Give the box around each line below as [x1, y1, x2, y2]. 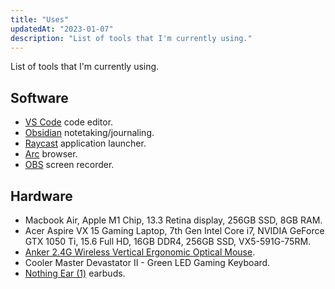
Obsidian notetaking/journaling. [24, 127, 155, 139]
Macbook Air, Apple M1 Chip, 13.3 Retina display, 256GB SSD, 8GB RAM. [24, 214, 323, 226]
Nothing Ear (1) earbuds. [24, 267, 126, 279]
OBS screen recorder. [24, 159, 115, 171]
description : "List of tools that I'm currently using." [10, 33, 253, 43]
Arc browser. [24, 148, 78, 160]
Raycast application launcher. [24, 137, 147, 150]
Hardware [10, 187, 73, 205]
